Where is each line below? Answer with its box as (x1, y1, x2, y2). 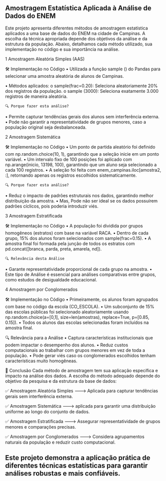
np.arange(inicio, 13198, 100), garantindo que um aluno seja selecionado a (5, 162, 157, 168)
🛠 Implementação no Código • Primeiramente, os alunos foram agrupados (5, 296, 158, 302)
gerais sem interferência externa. (5, 393, 73, 399)
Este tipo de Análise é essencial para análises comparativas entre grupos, (5, 271, 157, 277)
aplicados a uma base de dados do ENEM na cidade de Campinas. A (5, 30, 146, 36)
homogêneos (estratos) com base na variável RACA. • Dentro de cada (5, 230, 149, 236)
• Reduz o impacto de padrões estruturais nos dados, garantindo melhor (5, 192, 154, 199)
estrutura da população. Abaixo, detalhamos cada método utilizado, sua (5, 41, 153, 47)
